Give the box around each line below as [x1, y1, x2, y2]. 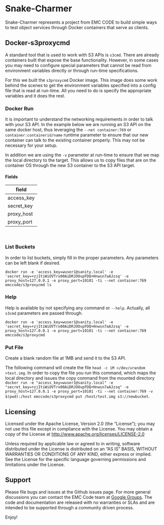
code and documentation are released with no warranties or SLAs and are [5, 499, 155, 505]
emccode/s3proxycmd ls [5, 282, 52, 287]
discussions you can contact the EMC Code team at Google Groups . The [5, 494, 153, 500]
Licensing [5, 407, 36, 416]
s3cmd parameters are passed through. [5, 310, 83, 316]
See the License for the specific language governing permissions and [5, 456, 146, 462]
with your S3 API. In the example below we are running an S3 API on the [5, 122, 151, 128]
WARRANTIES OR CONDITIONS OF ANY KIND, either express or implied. [5, 451, 152, 457]
